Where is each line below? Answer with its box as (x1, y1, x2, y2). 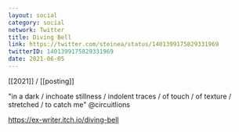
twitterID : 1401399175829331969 (8, 48, 114, 55)
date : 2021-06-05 (8, 55, 65, 63)
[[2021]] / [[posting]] (8, 76, 74, 86)
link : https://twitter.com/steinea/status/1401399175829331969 (8, 41, 219, 48)
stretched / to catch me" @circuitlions (8, 99, 131, 109)
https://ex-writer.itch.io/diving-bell (8, 115, 119, 124)
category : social (8, 19, 65, 27)
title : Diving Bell (8, 33, 72, 41)
